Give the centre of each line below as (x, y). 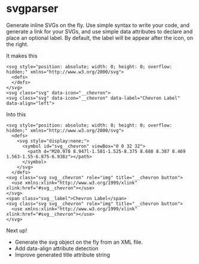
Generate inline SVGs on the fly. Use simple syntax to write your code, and (98, 25)
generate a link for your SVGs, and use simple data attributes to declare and (99, 31)
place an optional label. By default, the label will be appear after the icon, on (99, 38)
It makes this (22, 56)
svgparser (32, 9)
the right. (17, 44)
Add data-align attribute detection (56, 248)
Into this (16, 114)
